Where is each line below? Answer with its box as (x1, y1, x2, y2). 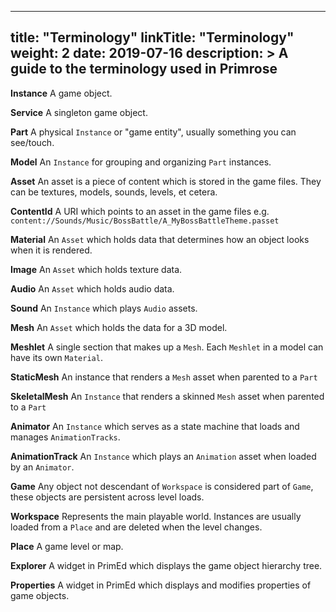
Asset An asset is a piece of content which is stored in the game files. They (10, 175, 322, 187)
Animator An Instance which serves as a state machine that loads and (10, 420, 300, 432)
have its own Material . (10, 351, 103, 363)
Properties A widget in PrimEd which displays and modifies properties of (10, 579, 312, 591)
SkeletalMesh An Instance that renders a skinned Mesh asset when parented (10, 390, 325, 402)
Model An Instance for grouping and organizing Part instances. (10, 156, 272, 168)
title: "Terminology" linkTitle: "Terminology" (10, 29, 295, 46)
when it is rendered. (10, 244, 93, 256)
